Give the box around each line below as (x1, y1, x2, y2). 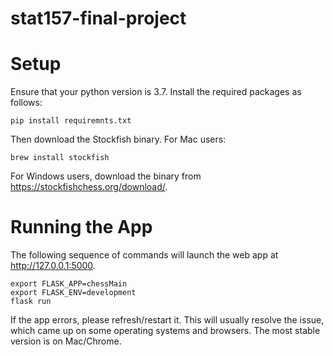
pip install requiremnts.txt (10, 116, 132, 126)
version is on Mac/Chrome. (10, 335, 122, 347)
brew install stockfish (10, 153, 110, 163)
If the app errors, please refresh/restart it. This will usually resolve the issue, (10, 314, 325, 326)
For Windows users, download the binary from (10, 170, 202, 182)
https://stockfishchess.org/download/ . (10, 181, 168, 193)
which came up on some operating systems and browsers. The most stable (10, 325, 321, 337)
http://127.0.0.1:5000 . (10, 260, 96, 272)
